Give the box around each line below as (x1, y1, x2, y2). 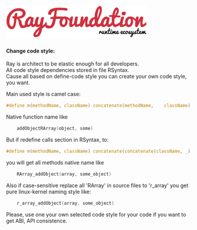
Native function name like (6, 113, 68, 120)
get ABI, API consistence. (6, 217, 68, 224)
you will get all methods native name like (6, 159, 104, 166)
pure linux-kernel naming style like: (6, 188, 91, 195)
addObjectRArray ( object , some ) (16, 126, 94, 132)
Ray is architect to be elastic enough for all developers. (6, 60, 139, 67)
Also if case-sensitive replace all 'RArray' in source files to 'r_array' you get (6, 182, 189, 189)
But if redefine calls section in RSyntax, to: (6, 136, 109, 143)
